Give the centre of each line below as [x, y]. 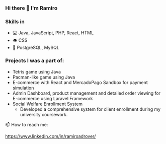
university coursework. [44, 114]
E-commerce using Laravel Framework [53, 98]
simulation [23, 88]
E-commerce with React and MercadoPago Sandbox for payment [80, 82]
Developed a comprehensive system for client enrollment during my [90, 109]
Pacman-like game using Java [44, 77]
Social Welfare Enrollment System [48, 104]
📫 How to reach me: [27, 124]
